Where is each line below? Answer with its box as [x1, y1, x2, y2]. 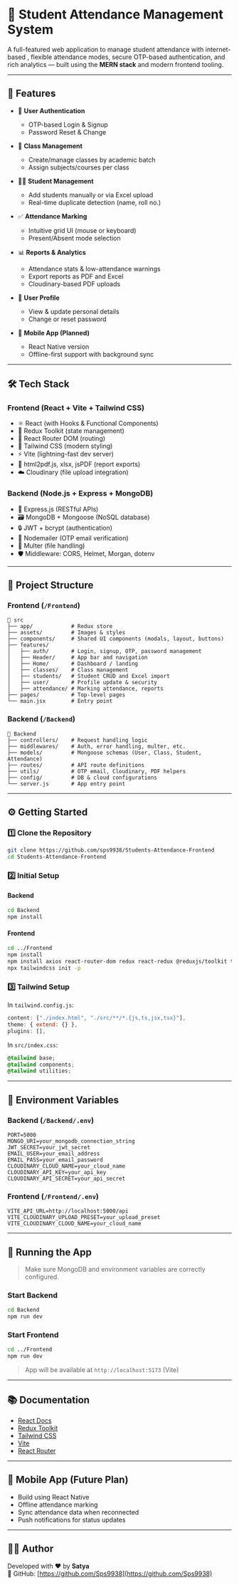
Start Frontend [7, 1330, 59, 1340]
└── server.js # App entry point [7, 780, 126, 788]
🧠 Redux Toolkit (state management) [17, 427, 124, 435]
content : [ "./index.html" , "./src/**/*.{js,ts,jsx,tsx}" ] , [7, 1015, 186, 1022]
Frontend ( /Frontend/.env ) [7, 1191, 100, 1201]
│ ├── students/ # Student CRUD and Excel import [7, 673, 171, 680]
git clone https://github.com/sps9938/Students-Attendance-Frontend [7, 847, 215, 854]
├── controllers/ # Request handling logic [7, 736, 148, 743]
